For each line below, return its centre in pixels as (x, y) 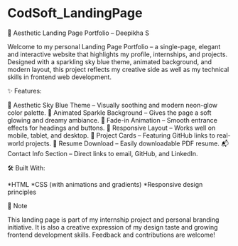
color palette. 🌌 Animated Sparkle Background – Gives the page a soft (109, 113)
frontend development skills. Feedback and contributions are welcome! (111, 235)
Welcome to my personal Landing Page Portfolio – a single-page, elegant (114, 46)
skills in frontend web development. (60, 77)
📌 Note (17, 205)
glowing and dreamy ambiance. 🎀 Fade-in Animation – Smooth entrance (113, 120)
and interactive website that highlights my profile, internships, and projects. (118, 54)
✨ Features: (25, 91)
